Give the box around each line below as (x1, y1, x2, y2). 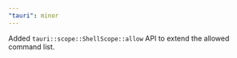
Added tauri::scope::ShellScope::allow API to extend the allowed (8, 33, 230, 43)
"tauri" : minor (8, 11, 59, 20)
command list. (8, 41, 55, 52)
